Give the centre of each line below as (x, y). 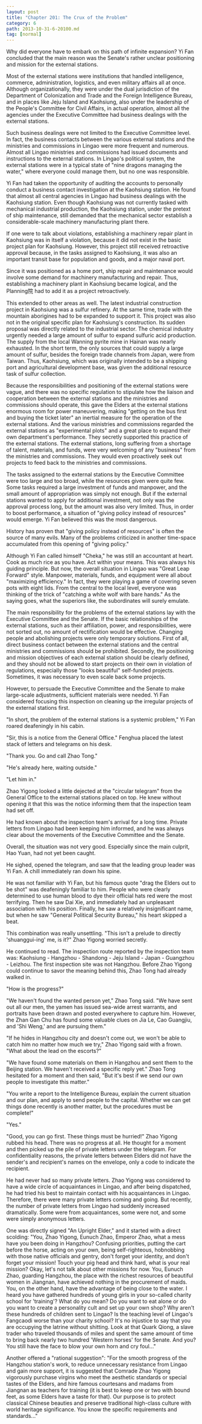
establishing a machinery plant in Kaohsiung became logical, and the (92, 284)
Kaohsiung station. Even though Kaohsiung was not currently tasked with (97, 203)
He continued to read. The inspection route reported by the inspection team (100, 951)
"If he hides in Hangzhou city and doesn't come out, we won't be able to (96, 1038)
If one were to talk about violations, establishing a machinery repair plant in (99, 234)
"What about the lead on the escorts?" (54, 1051)
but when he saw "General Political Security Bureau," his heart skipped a (96, 915)
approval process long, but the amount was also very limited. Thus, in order (100, 507)
